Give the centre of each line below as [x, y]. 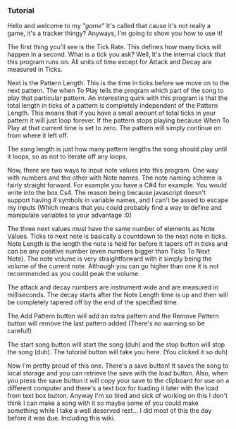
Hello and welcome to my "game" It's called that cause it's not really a [109, 26]
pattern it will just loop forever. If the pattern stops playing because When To [118, 120]
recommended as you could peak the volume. [74, 274]
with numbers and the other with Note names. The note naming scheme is [115, 178]
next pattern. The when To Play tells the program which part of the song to [116, 91]
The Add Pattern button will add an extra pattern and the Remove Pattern [113, 316]
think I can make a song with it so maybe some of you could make [103, 403]
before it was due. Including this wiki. [61, 418]
